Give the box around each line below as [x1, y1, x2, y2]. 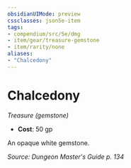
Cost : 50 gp [17, 125, 53, 133]
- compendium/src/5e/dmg [7, 30, 81, 38]
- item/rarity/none [7, 43, 65, 51]
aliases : [7, 51, 33, 58]
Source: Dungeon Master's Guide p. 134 [7, 152, 125, 161]
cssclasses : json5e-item [7, 17, 81, 24]
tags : [7, 23, 23, 31]
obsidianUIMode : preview [7, 10, 81, 18]
